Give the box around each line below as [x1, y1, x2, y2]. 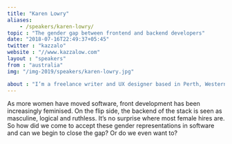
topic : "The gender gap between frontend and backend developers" [7, 29, 206, 37]
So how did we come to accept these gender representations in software [7, 122, 215, 130]
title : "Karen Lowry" [7, 10, 70, 17]
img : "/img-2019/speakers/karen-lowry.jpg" [7, 68, 135, 75]
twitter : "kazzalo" [7, 42, 67, 49]
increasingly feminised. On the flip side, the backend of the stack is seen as [7, 107, 222, 115]
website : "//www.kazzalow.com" [7, 49, 100, 56]
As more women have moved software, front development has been [7, 100, 200, 108]
